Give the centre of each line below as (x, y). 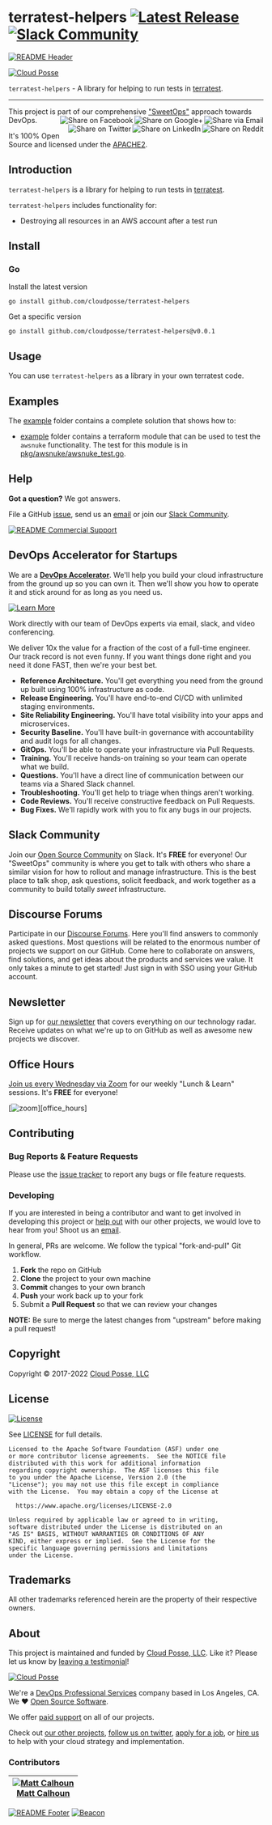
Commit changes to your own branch (83, 1287)
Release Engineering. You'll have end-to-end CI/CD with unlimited (131, 698)
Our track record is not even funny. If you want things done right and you (130, 656)
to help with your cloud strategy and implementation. (96, 1742)
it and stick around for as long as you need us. (86, 592)
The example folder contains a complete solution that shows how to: (122, 421)
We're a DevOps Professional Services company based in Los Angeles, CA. (134, 1693)
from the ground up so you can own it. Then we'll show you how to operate (134, 584)
